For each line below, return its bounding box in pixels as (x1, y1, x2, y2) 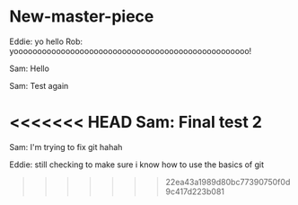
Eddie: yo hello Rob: (9, 36, 83, 47)
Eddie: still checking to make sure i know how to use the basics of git (9, 159, 265, 170)
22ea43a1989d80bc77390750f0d (165, 176, 291, 187)
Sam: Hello (9, 63, 49, 74)
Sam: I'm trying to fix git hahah (9, 141, 123, 152)
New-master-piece (9, 6, 154, 27)
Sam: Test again (9, 80, 69, 91)
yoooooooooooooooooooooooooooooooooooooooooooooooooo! (9, 45, 252, 56)
